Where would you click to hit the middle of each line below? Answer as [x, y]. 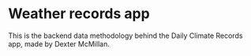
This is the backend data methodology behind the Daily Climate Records [126, 35]
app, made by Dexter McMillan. [59, 43]
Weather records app [79, 14]
